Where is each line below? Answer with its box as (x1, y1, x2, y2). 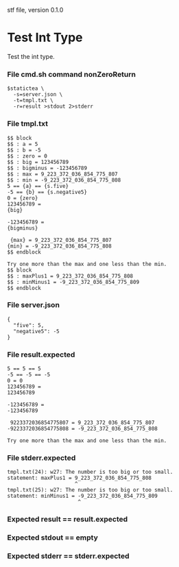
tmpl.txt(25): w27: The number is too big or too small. (7, 487, 174, 494)
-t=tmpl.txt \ (13, 97, 53, 104)
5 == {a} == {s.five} (7, 182, 69, 189)
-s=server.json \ (13, 91, 63, 98)
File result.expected (7, 350, 75, 359)
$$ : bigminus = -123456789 (7, 165, 88, 171)
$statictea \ (7, 85, 45, 92)
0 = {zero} (7, 195, 38, 202)
